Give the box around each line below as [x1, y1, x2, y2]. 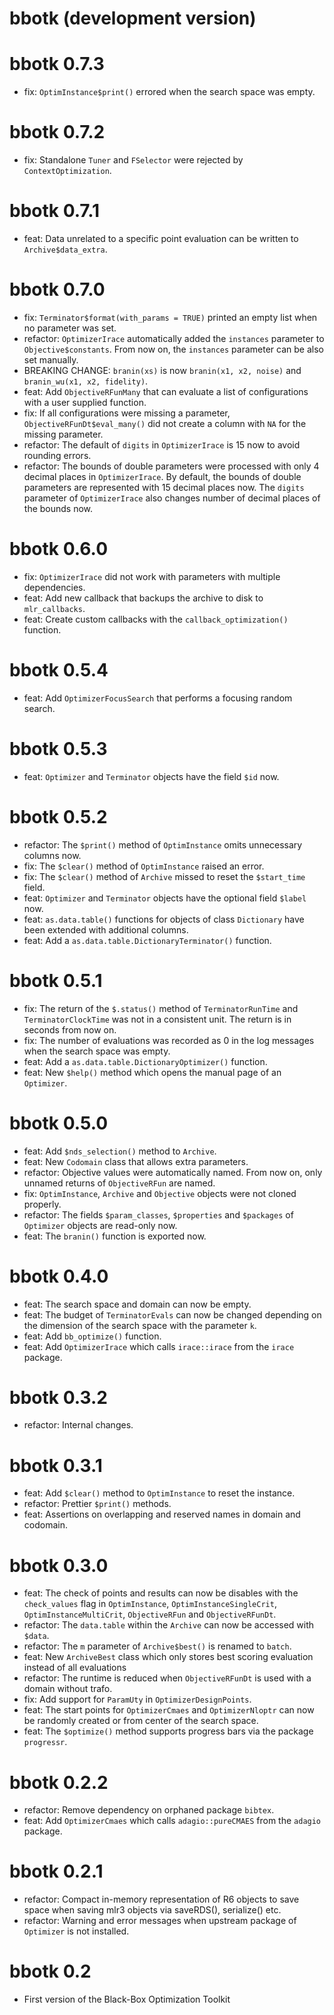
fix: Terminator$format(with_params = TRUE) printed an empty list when [23, 311, 318, 323]
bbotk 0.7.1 [9, 200, 101, 222]
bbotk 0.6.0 [9, 538, 109, 561]
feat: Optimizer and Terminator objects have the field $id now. [23, 770, 280, 782]
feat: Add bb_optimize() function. [23, 1330, 162, 1342]
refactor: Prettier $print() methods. [23, 1498, 172, 1510]
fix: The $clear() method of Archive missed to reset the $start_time [23, 870, 306, 882]
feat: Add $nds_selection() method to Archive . [23, 1145, 217, 1157]
